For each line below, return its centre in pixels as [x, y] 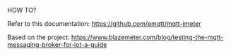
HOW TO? [22, 10]
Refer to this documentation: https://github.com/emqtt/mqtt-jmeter [104, 23]
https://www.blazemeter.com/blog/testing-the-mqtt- [147, 37]
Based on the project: [38, 37]
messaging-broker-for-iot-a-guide [57, 44]
